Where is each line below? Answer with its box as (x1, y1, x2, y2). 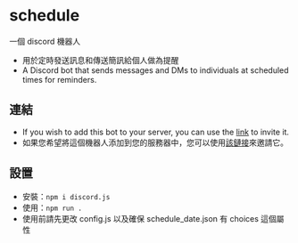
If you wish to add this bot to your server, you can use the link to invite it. (21, 126, 290, 137)
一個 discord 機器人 (9, 36, 81, 46)
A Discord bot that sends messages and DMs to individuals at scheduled (21, 64, 289, 76)
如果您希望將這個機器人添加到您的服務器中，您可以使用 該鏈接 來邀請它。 (21, 137, 288, 148)
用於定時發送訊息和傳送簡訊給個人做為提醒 (21, 54, 179, 65)
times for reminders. (21, 74, 97, 85)
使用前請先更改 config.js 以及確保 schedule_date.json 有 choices (21, 213, 259, 223)
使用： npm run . (21, 202, 83, 213)
